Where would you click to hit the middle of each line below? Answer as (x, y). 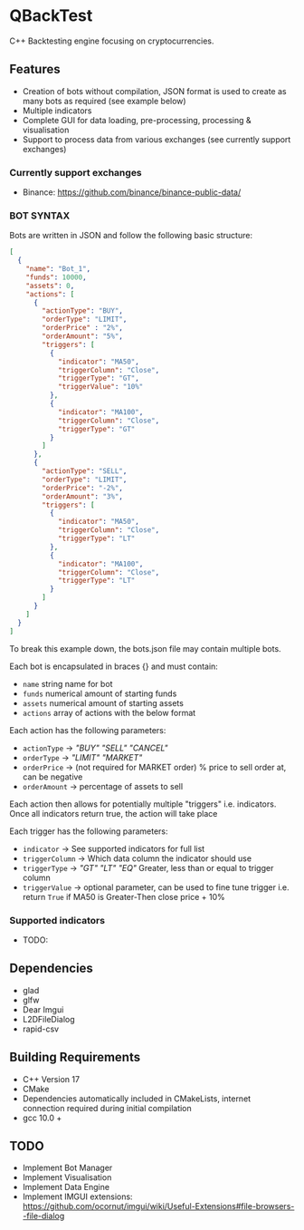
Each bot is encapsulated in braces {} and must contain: (114, 666)
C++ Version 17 (51, 1079)
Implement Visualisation (67, 1177)
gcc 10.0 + (42, 1118)
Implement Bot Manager (67, 1168)
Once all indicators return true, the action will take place (114, 813)
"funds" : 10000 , (57, 277)
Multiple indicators (57, 111)
